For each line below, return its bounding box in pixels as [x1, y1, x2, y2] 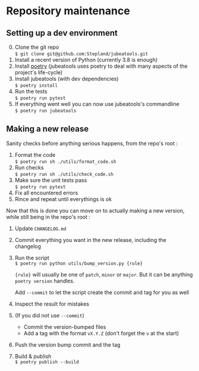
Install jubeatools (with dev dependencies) [14, 76, 119, 82]
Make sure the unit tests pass [14, 177, 87, 184]
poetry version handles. [14, 277, 75, 284]
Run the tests [14, 88, 48, 95]
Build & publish [14, 353, 52, 360]
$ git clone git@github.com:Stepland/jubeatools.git [14, 51, 149, 57]
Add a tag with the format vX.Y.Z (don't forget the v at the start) [23, 329, 179, 337]
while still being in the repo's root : [6, 213, 91, 221]
